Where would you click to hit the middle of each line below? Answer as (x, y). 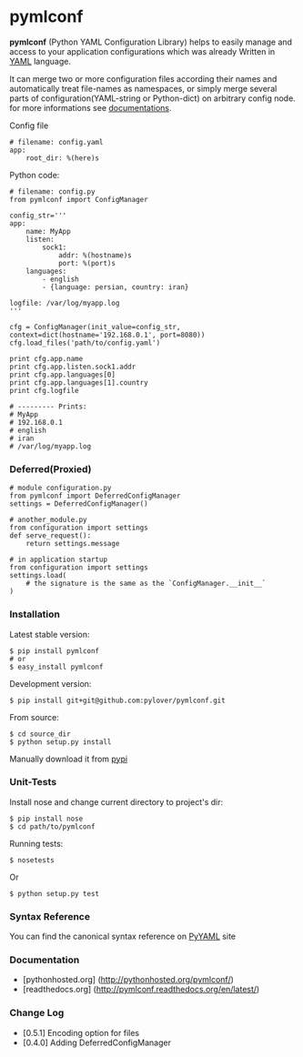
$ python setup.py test (55, 893)
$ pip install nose (46, 819)
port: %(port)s (87, 263)
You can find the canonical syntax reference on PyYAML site (123, 936)
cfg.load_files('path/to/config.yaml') (85, 343)
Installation (35, 614)
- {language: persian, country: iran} (116, 287)
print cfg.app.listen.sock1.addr (73, 367)
